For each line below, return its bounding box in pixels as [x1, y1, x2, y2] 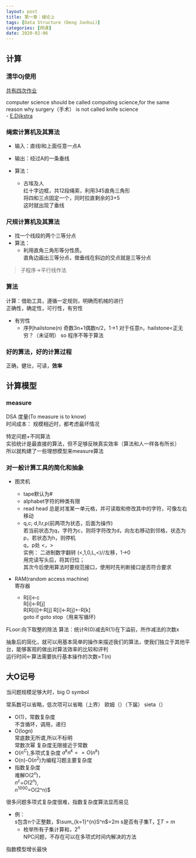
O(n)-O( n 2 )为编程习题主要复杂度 [14, 755, 92, 764]
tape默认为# [23, 490, 53, 497]
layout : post [6, 8, 38, 15]
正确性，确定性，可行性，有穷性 [6, 304, 83, 311]
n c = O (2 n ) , [14, 778, 39, 786]
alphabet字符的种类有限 [23, 498, 80, 505]
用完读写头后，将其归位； [23, 556, 85, 563]
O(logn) [14, 727, 33, 734]
